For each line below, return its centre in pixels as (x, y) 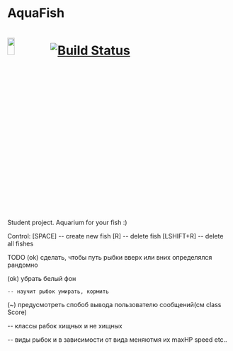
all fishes (21, 244)
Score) (17, 312)
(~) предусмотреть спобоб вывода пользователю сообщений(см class (114, 305)
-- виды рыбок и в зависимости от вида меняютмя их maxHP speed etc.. (118, 340)
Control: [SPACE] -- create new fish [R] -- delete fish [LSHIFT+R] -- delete (115, 236)
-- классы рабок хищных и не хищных (65, 326)
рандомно (23, 265)
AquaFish (36, 13)
